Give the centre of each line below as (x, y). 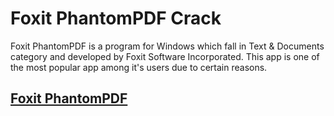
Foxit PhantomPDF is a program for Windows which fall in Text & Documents (167, 46)
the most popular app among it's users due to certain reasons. (139, 67)
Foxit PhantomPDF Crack (116, 18)
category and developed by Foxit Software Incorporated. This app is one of (165, 56)
